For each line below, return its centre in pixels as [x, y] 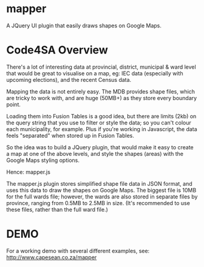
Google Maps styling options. [43, 160]
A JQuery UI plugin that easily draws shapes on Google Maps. [84, 25]
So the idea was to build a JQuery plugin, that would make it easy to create [100, 147]
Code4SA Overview [57, 50]
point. [14, 104]
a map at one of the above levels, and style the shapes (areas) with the [95, 154]
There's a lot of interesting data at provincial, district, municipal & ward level [101, 67]
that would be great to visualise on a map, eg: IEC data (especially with [95, 73]
